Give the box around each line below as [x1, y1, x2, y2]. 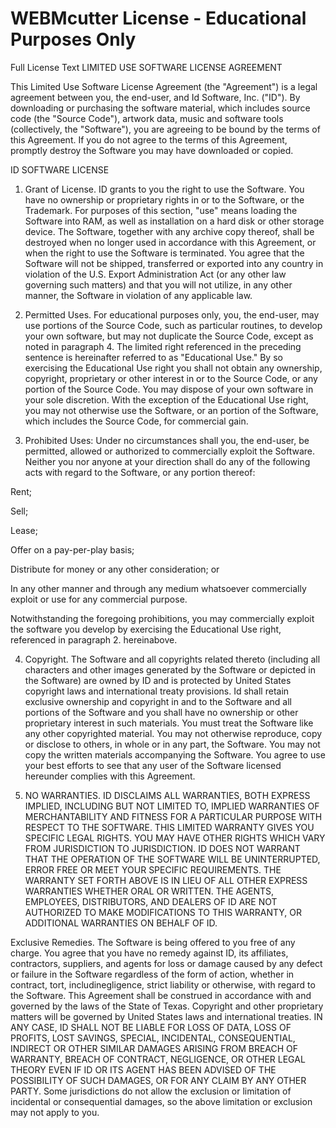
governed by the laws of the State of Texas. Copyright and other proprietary [10, 1000, 324, 1012]
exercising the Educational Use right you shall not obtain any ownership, [24, 362, 323, 374]
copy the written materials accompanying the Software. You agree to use [24, 748, 326, 761]
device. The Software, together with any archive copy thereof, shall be [24, 225, 315, 237]
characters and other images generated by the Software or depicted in [24, 663, 317, 676]
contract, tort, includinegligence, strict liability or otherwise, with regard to [10, 978, 316, 991]
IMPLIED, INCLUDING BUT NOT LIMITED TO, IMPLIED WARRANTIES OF [24, 800, 320, 812]
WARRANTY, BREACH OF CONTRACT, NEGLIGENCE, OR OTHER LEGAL [10, 1053, 306, 1065]
